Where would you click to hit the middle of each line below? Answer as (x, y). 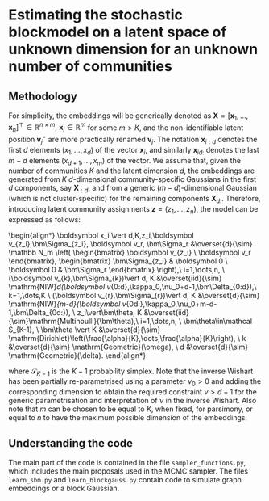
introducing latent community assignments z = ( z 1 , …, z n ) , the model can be (133, 210)
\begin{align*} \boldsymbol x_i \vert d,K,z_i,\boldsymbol (101, 235)
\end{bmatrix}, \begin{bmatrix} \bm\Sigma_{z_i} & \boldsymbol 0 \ (118, 261)
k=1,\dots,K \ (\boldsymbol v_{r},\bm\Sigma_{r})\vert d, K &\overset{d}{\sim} (134, 295)
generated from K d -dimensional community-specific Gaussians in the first (132, 179)
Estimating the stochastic (95, 15)
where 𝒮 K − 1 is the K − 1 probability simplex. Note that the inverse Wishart (131, 372)
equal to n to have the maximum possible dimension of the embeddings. (128, 418)
